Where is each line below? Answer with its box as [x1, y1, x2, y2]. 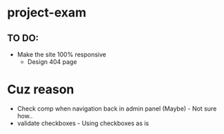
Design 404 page [27, 58, 77, 66]
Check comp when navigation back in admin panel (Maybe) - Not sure [17, 104, 217, 113]
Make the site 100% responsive [17, 50, 107, 58]
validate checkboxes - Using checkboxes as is [17, 119, 150, 127]
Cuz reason [7, 82, 74, 98]
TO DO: [7, 32, 39, 44]
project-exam [7, 5, 87, 21]
